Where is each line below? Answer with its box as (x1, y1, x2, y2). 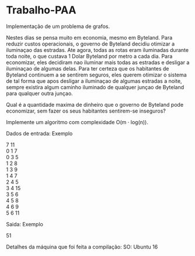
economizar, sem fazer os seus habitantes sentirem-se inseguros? (6, 107, 166, 114)
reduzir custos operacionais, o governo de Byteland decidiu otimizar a (6, 40, 175, 47)
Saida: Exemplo (6, 220, 44, 227)
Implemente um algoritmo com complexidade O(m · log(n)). (6, 118, 149, 125)
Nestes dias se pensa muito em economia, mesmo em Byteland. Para (6, 34, 173, 41)
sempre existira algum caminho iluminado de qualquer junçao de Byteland (6, 83, 184, 90)
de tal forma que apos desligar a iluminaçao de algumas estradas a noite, (6, 77, 182, 85)
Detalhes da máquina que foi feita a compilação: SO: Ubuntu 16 (6, 243, 158, 250)
